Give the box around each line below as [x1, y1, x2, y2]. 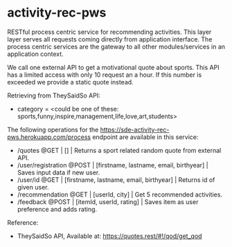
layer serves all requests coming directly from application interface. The [7, 35, 213, 43]
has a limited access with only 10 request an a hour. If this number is [7, 71, 202, 79]
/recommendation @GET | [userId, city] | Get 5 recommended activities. [17, 190, 223, 199]
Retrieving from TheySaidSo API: [7, 91, 100, 100]
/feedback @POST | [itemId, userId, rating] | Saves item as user [17, 197, 199, 205]
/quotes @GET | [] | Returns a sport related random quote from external [17, 146, 222, 154]
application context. [7, 50, 64, 58]
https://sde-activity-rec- [100, 125, 170, 134]
